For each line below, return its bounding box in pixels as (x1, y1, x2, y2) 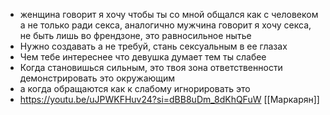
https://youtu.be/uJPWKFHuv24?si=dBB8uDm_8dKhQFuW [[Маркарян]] (19, 94, 320, 105)
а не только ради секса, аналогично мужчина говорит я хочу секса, (19, 19, 312, 31)
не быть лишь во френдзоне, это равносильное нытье (19, 30, 252, 41)
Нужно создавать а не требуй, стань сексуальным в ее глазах (19, 40, 288, 52)
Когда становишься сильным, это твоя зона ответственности (19, 62, 283, 73)
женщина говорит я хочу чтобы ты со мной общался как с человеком (19, 9, 319, 20)
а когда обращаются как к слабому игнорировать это (19, 83, 251, 94)
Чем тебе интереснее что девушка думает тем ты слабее (19, 51, 267, 63)
